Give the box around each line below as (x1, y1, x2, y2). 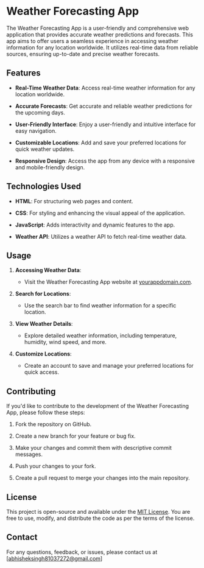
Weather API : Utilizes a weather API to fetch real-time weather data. (15, 233, 187, 240)
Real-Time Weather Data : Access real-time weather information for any (15, 84, 196, 91)
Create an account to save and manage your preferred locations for (24, 362, 194, 370)
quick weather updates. (15, 145, 75, 153)
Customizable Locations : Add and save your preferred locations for (15, 139, 187, 146)
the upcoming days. (15, 108, 65, 116)
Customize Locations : (15, 350, 72, 357)
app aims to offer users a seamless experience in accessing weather (6, 37, 178, 44)
